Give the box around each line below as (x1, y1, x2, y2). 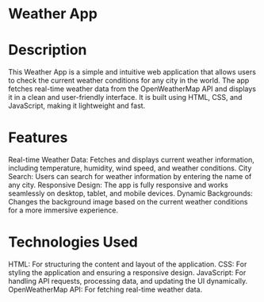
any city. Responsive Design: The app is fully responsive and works (8, 180, 228, 190)
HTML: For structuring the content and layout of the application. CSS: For (8, 259, 247, 269)
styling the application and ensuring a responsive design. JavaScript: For (8, 268, 247, 277)
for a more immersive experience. (8, 205, 119, 215)
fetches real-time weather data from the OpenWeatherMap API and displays (8, 84, 256, 94)
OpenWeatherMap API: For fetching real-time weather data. (8, 285, 203, 294)
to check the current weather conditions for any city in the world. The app (8, 76, 250, 86)
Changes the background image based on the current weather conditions (8, 197, 248, 207)
